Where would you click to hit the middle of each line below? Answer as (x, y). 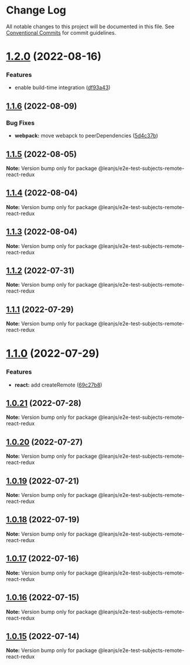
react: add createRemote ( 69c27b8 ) (58, 385)
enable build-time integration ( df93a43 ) (62, 88)
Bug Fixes (21, 123)
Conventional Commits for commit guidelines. (61, 32)
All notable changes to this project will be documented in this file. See (90, 26)
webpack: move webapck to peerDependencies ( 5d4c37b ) (86, 136)
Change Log (36, 10)
